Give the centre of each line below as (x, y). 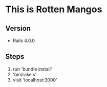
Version (18, 28)
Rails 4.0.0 (24, 40)
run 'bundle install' (32, 69)
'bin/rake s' (25, 74)
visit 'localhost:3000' (35, 80)
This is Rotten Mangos (54, 9)
